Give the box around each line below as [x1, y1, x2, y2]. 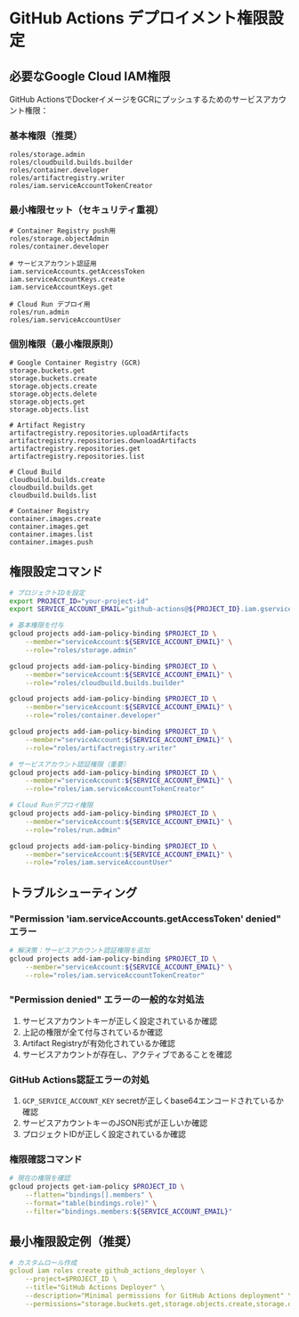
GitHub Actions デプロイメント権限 [9, 8, 269, 29]
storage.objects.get [9, 397, 86, 406]
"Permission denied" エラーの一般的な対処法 [9, 994, 205, 1006]
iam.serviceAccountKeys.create [9, 274, 125, 283]
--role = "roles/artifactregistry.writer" [25, 743, 177, 753]
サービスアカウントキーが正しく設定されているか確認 [21, 1015, 218, 1026]
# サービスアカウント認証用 [9, 259, 98, 268]
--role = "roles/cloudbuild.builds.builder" [25, 678, 185, 687]
